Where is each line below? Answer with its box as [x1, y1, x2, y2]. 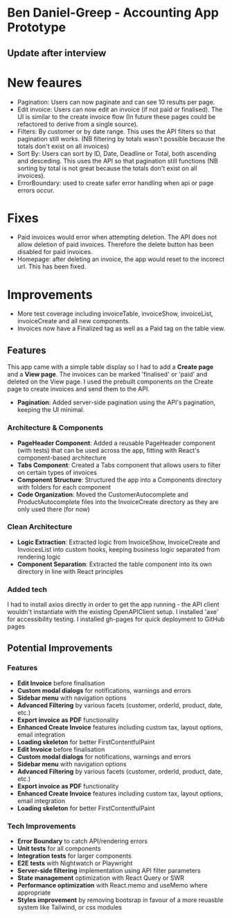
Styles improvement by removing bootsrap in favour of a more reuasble [17, 896, 224, 904]
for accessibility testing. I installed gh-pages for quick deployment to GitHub [7, 615, 225, 624]
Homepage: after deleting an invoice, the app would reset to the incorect [17, 255, 225, 264]
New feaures [7, 75, 82, 91]
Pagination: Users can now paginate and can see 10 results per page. [17, 98, 215, 106]
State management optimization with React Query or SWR [17, 874, 185, 882]
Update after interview [7, 47, 107, 59]
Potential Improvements [7, 642, 113, 654]
